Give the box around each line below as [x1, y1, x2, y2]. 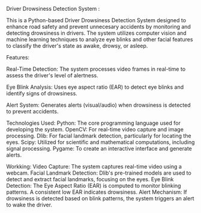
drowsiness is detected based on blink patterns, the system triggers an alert [6, 195, 194, 202]
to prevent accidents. [6, 108, 59, 115]
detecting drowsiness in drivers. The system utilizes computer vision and [6, 29, 187, 37]
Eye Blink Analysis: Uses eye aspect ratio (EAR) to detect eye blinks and [6, 83, 184, 91]
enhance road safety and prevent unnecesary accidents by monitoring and [6, 23, 191, 30]
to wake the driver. [6, 201, 53, 208]
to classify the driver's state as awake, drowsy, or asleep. [6, 42, 148, 49]
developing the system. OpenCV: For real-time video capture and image [6, 126, 184, 133]
